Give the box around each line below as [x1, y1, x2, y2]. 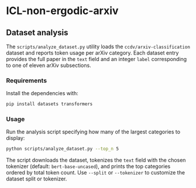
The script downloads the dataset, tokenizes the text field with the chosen [6, 157, 186, 164]
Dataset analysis [6, 28, 68, 38]
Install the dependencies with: [6, 90, 78, 97]
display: [6, 135, 25, 142]
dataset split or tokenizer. [6, 175, 67, 183]
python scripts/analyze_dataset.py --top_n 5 [6, 146, 119, 152]
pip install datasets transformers [6, 101, 93, 107]
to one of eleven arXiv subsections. [6, 62, 92, 69]
